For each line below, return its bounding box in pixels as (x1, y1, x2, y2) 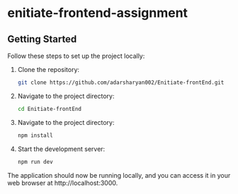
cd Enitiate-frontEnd (17, 105, 81, 112)
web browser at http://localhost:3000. (7, 178, 118, 187)
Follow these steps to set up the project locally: (7, 51, 145, 60)
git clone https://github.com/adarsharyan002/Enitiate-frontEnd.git (17, 79, 225, 86)
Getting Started (7, 33, 77, 45)
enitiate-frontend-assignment (7, 5, 188, 21)
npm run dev (17, 158, 53, 165)
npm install (17, 132, 53, 139)
